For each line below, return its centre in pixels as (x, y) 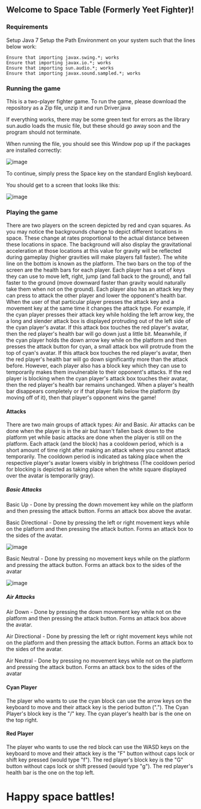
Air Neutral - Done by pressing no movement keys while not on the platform (100, 661)
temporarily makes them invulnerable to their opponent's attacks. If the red (99, 372)
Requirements (27, 27)
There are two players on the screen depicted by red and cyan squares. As (99, 225)
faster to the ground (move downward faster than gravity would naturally (96, 283)
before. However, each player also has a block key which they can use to (96, 366)
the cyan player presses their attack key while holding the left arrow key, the (100, 315)
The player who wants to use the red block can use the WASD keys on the (98, 747)
